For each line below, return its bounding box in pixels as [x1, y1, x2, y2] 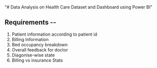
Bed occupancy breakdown [11, 42, 68, 47]
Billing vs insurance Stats [11, 57, 63, 63]
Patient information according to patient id [11, 31, 97, 37]
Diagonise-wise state [11, 52, 55, 58]
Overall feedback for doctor [11, 46, 68, 53]
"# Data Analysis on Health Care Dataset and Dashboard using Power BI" [4, 4, 153, 10]
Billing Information [11, 36, 49, 42]
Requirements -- [4, 18, 57, 26]
